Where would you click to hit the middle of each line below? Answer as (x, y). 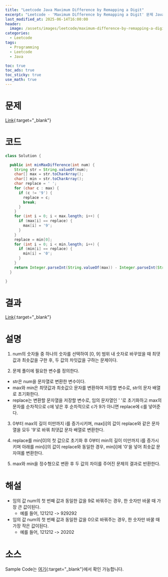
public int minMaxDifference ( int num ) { (52, 165)
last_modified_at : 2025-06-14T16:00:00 (47, 19)
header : (13, 24)
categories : (17, 33)
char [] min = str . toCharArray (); (49, 179)
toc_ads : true (20, 70)
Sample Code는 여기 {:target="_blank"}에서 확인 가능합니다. (64, 569)
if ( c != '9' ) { (35, 193)
